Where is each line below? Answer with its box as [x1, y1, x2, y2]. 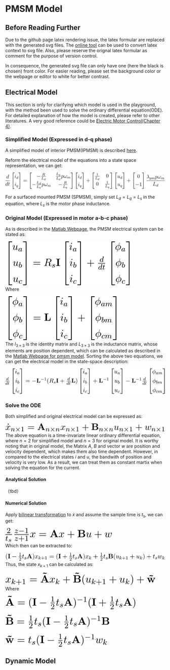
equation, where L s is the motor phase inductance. [5, 201, 111, 208]
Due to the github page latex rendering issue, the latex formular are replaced [5, 37, 165, 43]
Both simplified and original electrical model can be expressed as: [5, 413, 143, 419]
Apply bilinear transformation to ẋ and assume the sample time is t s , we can [5, 511, 163, 519]
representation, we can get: [5, 163, 63, 169]
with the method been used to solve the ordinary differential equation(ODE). [5, 107, 163, 113]
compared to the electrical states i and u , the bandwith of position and [5, 454, 152, 460]
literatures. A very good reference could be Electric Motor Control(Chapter [5, 118, 161, 124]
